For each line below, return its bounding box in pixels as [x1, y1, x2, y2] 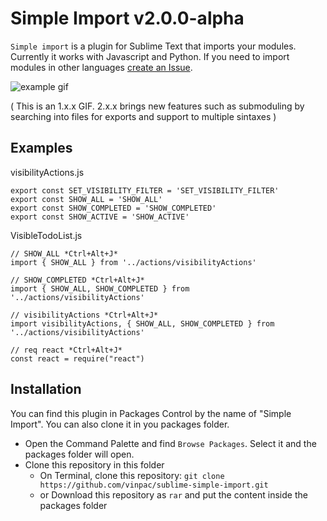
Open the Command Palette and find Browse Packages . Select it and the [24, 437, 317, 449]
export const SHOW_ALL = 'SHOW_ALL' [10, 194, 163, 204]
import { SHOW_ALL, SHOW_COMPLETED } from [10, 283, 190, 294]
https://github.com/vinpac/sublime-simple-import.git [39, 480, 269, 490]
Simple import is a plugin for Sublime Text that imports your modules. [10, 40, 297, 52]
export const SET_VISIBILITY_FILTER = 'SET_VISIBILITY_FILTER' [10, 185, 280, 196]
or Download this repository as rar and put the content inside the [39, 488, 308, 501]
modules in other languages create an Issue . [10, 61, 193, 73]
